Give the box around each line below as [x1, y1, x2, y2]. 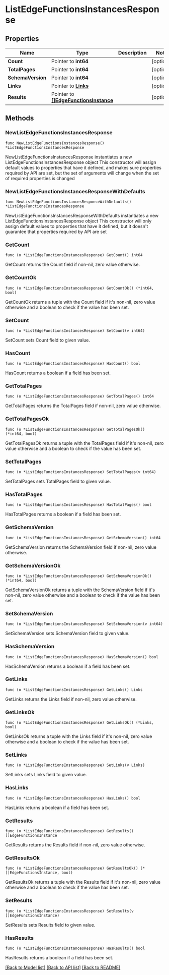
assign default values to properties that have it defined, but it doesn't [5, 223, 148, 229]
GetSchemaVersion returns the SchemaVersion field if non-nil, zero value [5, 544, 157, 550]
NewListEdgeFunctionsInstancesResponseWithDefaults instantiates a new [5, 212, 159, 218]
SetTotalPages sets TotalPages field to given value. [5, 478, 111, 485]
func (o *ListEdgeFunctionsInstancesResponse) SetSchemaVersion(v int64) [5, 621, 163, 626]
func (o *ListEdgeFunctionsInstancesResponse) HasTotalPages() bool [5, 502, 152, 507]
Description [118, 49, 147, 56]
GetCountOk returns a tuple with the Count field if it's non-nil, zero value [5, 299, 156, 305]
